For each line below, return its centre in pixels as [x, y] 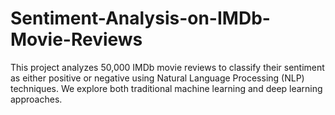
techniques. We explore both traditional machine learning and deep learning [166, 88]
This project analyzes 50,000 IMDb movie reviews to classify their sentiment [167, 67]
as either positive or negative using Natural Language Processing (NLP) [157, 78]
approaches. [36, 99]
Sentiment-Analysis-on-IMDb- [140, 18]
